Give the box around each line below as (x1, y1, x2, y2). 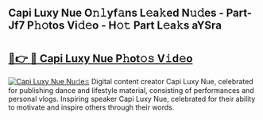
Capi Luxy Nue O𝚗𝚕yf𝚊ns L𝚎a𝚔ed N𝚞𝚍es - (8, 6, 224, 20)
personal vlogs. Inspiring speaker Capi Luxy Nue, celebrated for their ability (8, 95, 256, 103)
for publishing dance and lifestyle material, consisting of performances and (8, 86, 254, 95)
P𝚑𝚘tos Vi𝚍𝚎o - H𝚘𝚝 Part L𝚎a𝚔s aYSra (26, 19, 222, 33)
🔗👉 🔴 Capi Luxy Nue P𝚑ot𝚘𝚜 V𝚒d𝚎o (8, 52, 193, 65)
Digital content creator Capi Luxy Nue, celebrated (91, 77, 254, 86)
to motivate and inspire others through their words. (8, 103, 175, 112)
